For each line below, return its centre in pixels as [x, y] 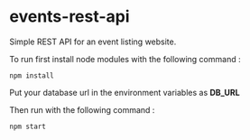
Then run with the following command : [82, 109]
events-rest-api [69, 17]
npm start [28, 126]
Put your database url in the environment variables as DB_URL [125, 92]
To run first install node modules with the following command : [125, 59]
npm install [32, 75]
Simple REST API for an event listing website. [93, 42]
